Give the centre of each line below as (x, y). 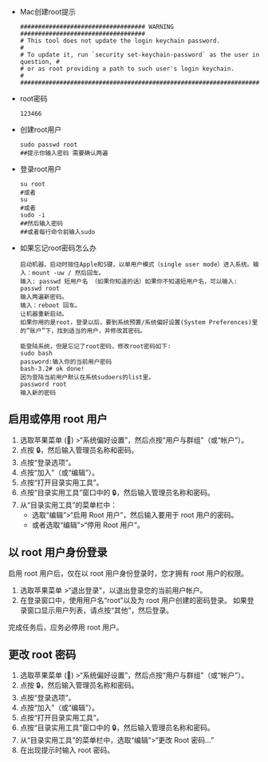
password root (43, 384)
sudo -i (32, 215)
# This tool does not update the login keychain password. (120, 41)
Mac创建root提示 (47, 12)
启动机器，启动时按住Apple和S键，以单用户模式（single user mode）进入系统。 (136, 264)
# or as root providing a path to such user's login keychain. (127, 69)
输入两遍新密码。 (43, 297)
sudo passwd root (49, 145)
